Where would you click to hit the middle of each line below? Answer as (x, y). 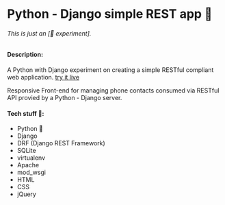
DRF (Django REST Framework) (61, 143)
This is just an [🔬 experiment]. (49, 33)
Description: (25, 55)
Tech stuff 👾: (26, 113)
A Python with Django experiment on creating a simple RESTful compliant (110, 70)
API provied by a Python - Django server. (65, 98)
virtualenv (31, 158)
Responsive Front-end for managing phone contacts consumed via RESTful (113, 91)
